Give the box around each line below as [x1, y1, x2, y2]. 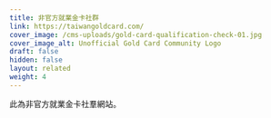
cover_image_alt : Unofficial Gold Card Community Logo [9, 38, 222, 48]
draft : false [9, 47, 59, 56]
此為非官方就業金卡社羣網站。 [9, 98, 121, 109]
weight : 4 [9, 73, 47, 82]
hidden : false [9, 55, 64, 64]
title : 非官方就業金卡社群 [9, 13, 100, 23]
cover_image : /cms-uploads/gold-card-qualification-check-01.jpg [9, 30, 262, 39]
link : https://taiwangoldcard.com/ [9, 22, 145, 31]
